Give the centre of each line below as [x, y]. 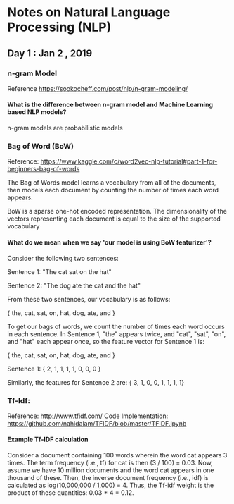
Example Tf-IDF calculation [48, 440]
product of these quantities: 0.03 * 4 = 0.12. [71, 493]
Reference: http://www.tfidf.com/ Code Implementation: [88, 416]
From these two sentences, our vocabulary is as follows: [89, 299]
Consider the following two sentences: [63, 258]
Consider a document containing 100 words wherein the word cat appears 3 [117, 455]
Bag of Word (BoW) [40, 146]
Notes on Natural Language [89, 12]
